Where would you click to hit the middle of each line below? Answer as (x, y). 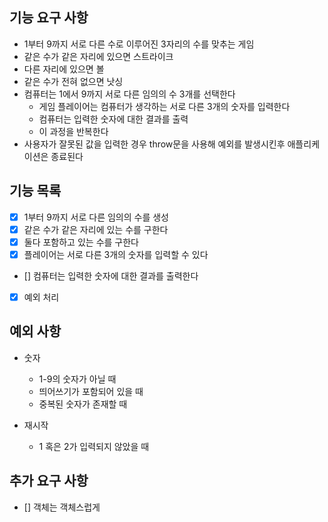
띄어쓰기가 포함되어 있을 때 (91, 391)
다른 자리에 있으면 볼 (64, 69)
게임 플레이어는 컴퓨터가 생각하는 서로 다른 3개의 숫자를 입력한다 (164, 106)
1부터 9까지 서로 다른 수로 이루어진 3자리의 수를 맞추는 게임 (139, 44)
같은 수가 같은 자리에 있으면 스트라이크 (98, 56)
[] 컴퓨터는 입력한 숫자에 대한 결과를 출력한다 (111, 275)
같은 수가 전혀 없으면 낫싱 (73, 81)
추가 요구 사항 (49, 481)
